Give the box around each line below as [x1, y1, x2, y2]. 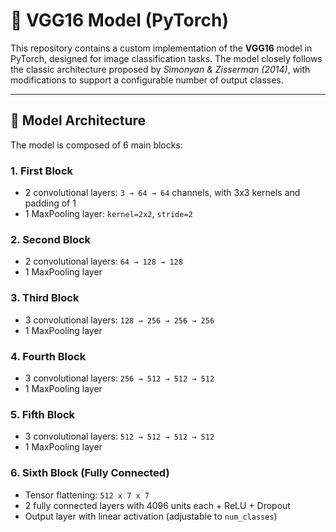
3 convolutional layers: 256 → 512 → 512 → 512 [24, 372, 215, 384]
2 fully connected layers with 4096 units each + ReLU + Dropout [24, 499, 291, 511]
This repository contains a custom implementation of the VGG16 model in [10, 42, 313, 54]
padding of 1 [24, 197, 77, 209]
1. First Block [10, 164, 74, 178]
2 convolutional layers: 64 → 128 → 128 [24, 255, 183, 268]
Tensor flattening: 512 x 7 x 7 [24, 489, 150, 501]
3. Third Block [10, 291, 80, 305]
